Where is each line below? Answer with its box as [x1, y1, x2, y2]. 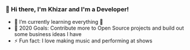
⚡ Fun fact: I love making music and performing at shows [14, 37, 153, 44]
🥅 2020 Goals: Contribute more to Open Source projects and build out [14, 24, 184, 31]
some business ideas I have [14, 31, 82, 38]
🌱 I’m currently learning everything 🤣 [14, 19, 104, 26]
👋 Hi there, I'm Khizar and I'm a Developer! [5, 5, 129, 13]
